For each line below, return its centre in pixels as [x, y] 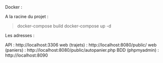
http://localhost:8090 [27, 55]
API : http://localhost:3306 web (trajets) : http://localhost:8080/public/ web [81, 45]
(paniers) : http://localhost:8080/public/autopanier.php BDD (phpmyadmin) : [82, 50]
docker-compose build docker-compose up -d [64, 26]
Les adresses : [20, 35]
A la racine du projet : [27, 16]
